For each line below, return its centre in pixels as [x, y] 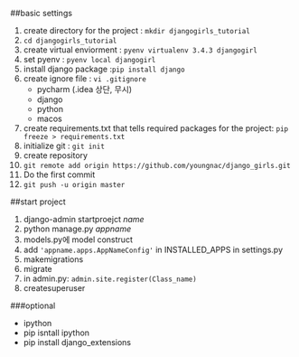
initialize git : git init [64, 146]
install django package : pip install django [104, 69]
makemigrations [53, 259]
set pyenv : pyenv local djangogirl [89, 59]
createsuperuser [54, 288]
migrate [37, 269]
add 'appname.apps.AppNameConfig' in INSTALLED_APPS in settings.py [153, 249]
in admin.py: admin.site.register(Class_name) [110, 278]
